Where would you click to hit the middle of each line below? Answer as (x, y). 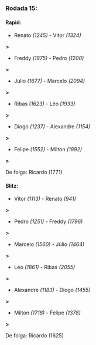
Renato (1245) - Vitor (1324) (47, 35)
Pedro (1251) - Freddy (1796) (48, 221)
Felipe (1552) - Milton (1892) (48, 150)
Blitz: (12, 185)
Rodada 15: (21, 8)
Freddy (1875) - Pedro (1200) (49, 58)
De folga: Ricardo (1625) (35, 336)
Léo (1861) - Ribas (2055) (44, 267)
